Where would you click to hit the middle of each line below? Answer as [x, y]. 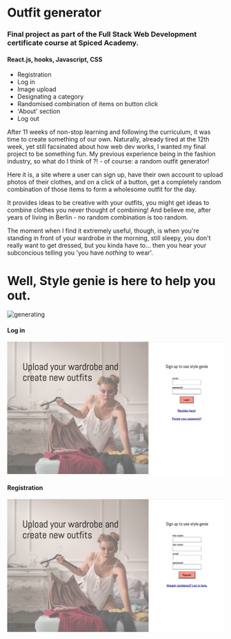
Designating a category [50, 97]
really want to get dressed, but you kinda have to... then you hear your [107, 246]
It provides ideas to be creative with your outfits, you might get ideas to [108, 203]
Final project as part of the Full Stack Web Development [102, 35]
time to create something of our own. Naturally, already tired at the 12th [108, 139]
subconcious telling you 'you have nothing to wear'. [80, 253]
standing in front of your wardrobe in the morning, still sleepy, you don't [109, 238]
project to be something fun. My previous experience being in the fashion [111, 154]
